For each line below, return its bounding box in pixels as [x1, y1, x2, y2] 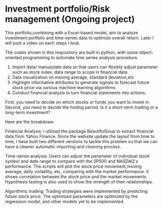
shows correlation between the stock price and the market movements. [5, 174, 147, 179]
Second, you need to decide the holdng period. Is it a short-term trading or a [5, 104, 158, 110]
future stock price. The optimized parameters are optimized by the [5, 193, 138, 199]
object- [139, 49, 154, 55]
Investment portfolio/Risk [5, 3, 110, 15]
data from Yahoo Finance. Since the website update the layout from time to [5, 133, 155, 139]
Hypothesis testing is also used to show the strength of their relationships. [5, 178, 154, 185]
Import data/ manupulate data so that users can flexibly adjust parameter [12, 64, 158, 70]
